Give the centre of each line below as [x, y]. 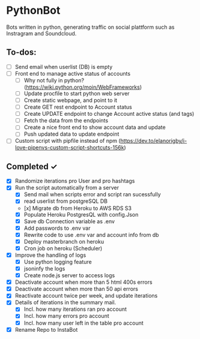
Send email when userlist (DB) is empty [64, 67]
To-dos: [21, 52]
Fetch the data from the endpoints [66, 121]
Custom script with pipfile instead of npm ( [68, 141]
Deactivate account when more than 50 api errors [76, 289]
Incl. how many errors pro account [66, 316]
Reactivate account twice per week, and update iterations [86, 296]
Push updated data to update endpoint [71, 134]
